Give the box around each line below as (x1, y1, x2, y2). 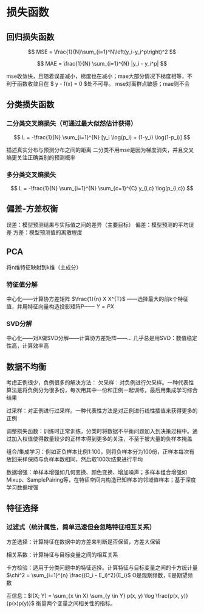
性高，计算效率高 (6, 342, 49, 350)
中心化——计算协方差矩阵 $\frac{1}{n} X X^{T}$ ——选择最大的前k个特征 (6, 295, 189, 302)
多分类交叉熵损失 (6, 170, 56, 179)
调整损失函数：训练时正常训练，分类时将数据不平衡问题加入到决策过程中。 (6, 428, 192, 435)
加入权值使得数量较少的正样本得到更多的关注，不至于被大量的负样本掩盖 (11, 435, 192, 443)
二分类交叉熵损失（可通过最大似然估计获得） (6, 119, 137, 128)
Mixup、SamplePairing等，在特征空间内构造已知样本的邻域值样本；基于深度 (6, 476, 196, 483)
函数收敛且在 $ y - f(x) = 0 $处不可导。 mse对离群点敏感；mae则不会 (16, 80, 190, 87)
